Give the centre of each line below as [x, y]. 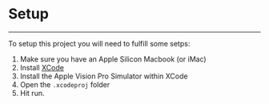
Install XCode [42, 67]
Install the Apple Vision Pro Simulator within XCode [104, 76]
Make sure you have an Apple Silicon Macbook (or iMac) [113, 59]
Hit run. [32, 93]
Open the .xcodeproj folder [65, 84]
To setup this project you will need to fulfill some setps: [99, 43]
